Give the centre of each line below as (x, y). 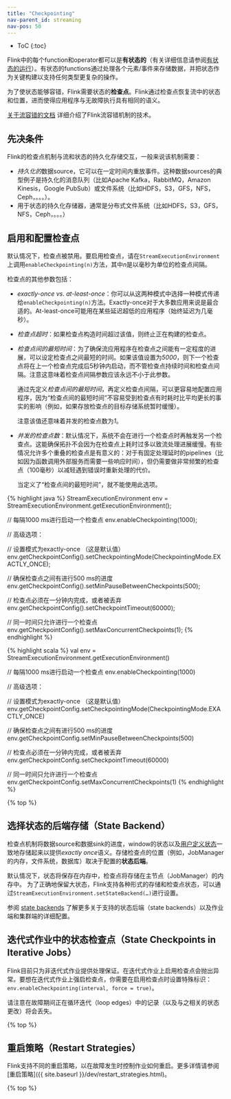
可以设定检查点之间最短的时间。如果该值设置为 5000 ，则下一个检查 (124, 357)
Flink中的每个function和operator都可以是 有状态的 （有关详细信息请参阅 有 (110, 60)
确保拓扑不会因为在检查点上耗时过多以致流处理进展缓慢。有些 (134, 444)
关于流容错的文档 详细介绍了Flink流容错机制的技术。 (81, 115)
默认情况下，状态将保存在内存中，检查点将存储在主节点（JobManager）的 (112, 875)
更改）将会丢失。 (31, 1011)
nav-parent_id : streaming (44, 20)
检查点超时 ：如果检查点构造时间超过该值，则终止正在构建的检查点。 (113, 334)
